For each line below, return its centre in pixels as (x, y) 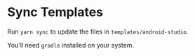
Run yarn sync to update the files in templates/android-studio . (98, 31)
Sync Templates (55, 12)
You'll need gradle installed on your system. (71, 45)
